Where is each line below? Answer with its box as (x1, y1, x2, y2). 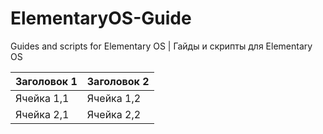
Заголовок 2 (86, 74, 150, 88)
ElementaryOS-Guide (10, 7, 192, 30)
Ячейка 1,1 (15, 91, 70, 105)
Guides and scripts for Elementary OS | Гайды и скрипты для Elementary (10, 40, 313, 52)
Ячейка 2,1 (15, 107, 70, 121)
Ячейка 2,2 (86, 107, 142, 121)
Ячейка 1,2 (86, 91, 142, 105)
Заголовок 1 (15, 74, 78, 88)
